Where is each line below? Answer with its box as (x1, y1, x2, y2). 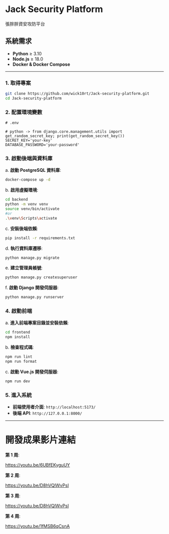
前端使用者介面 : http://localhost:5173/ (12, 404, 96, 410)
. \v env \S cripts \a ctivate (5, 216, 57, 221)
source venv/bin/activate (5, 206, 59, 211)
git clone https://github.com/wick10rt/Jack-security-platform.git (5, 91, 150, 96)
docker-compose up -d (5, 177, 51, 182)
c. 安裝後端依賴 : (5, 225, 39, 232)
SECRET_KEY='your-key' (5, 138, 53, 143)
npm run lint (5, 354, 33, 360)
